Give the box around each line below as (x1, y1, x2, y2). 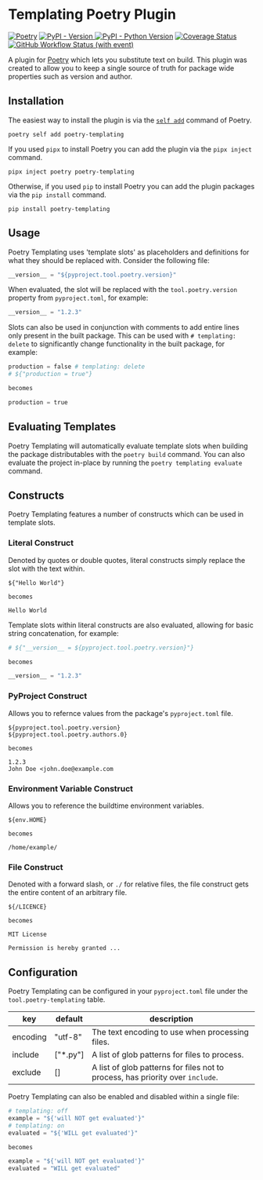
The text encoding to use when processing (92, 1027, 249, 1038)
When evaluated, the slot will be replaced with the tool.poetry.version (8, 285, 237, 294)
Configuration (8, 966, 78, 979)
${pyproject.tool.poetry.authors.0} (8, 730, 128, 739)
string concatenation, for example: (8, 628, 119, 637)
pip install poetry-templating (8, 205, 110, 213)
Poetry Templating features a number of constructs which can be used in (8, 510, 244, 519)
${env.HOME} (8, 816, 47, 824)
